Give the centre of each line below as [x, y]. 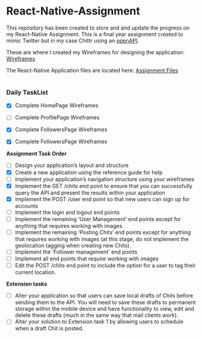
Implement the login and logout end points [67, 212]
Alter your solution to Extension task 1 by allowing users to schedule [99, 322]
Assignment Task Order [37, 154]
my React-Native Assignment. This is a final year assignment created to [95, 34]
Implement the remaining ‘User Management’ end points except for [98, 219]
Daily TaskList [27, 92]
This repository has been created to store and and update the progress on [98, 28]
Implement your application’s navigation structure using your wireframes [104, 179]
